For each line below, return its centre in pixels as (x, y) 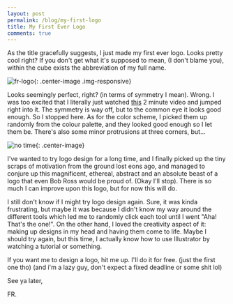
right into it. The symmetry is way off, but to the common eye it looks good (114, 109)
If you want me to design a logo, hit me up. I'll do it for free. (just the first (111, 260)
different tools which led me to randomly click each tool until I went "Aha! (112, 217)
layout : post (26, 14)
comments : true (29, 33)
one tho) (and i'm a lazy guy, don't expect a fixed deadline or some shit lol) (115, 267)
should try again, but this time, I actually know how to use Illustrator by (109, 239)
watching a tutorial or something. (55, 246)
